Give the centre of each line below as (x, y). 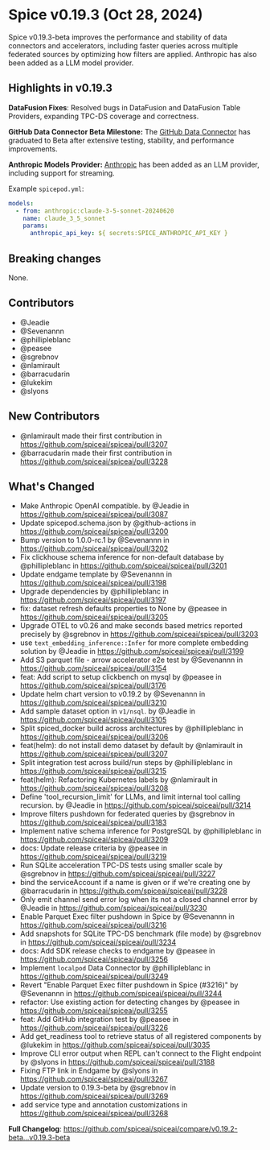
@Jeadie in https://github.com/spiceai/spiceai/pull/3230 (113, 908)
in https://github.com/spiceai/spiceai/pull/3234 (98, 942)
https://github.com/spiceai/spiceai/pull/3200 (94, 532)
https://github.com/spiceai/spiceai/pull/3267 (94, 1079)
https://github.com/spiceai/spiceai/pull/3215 (93, 771)
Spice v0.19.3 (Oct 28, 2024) (106, 15)
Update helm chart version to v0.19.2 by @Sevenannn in (112, 694)
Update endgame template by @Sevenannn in (96, 574)
